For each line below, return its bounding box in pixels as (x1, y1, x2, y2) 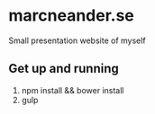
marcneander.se (8, 5, 134, 26)
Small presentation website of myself (8, 35, 146, 46)
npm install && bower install (21, 84, 124, 95)
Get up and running (8, 61, 119, 76)
